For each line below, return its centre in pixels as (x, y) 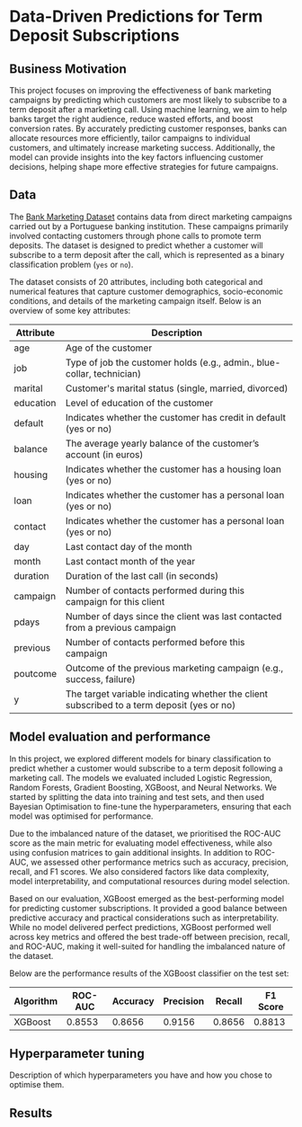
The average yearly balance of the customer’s (163, 443)
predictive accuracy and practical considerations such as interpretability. (144, 918)
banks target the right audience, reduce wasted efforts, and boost (131, 119)
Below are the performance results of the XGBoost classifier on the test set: (149, 973)
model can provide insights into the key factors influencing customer (136, 157)
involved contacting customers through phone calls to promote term (136, 235)
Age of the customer (109, 348)
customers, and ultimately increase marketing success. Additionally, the (142, 147)
